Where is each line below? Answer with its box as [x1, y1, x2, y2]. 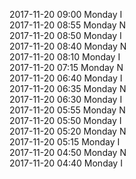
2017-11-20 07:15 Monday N [9, 62, 124, 73]
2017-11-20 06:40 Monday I [9, 72, 123, 84]
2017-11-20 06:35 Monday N [9, 83, 127, 94]
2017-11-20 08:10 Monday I [9, 51, 121, 63]
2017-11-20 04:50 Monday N [9, 147, 127, 158]
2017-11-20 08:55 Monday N [9, 19, 127, 31]
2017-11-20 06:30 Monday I [9, 94, 123, 105]
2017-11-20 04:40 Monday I [9, 157, 123, 169]
